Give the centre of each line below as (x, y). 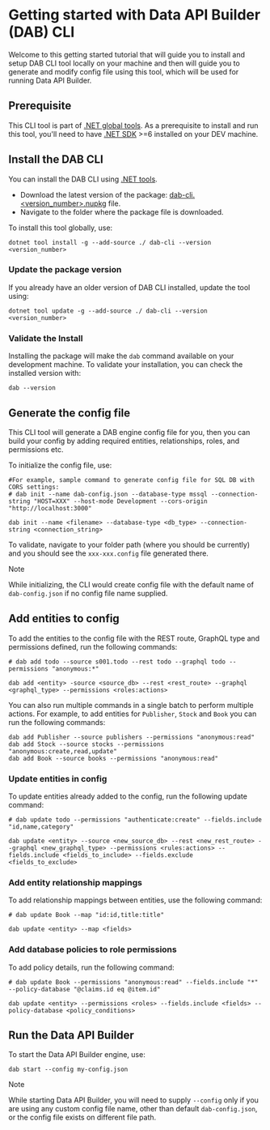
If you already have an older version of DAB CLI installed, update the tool (129, 287)
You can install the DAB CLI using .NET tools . (83, 179)
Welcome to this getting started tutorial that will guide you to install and (127, 54)
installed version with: (45, 373)
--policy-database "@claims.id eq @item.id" (84, 989)
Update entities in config (58, 778)
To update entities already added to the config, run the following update (128, 796)
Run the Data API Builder (72, 1036)
